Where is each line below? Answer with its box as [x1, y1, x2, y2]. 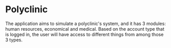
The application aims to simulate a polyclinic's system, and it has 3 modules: [5, 20, 166, 27]
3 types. [5, 37, 23, 43]
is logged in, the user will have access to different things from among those [5, 31, 164, 37]
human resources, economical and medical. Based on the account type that [5, 26, 164, 32]
